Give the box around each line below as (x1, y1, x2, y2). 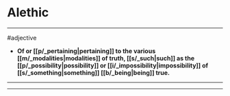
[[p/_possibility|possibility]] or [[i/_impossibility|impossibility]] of (16, 61, 209, 69)
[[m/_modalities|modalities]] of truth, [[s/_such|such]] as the (16, 54, 195, 62)
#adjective (7, 33, 37, 42)
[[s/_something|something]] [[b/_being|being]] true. (16, 68, 170, 76)
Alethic (7, 5, 49, 20)
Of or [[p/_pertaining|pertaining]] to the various (16, 46, 156, 55)
